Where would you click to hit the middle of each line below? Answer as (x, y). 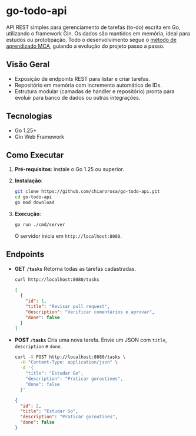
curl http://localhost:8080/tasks (57, 279)
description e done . (38, 346)
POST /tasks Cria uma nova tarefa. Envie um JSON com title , (91, 340)
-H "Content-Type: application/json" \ (69, 362)
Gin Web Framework (39, 136)
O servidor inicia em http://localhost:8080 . (68, 236)
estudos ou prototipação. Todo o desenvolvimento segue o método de (91, 40)
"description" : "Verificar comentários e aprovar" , (90, 312)
